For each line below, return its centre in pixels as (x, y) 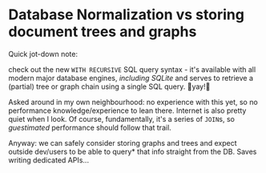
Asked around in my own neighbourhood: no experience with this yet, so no (133, 102)
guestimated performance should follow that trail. (90, 127)
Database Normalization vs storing (126, 15)
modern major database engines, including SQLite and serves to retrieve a (131, 78)
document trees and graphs (103, 32)
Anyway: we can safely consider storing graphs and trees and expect (123, 143)
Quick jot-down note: (43, 54)
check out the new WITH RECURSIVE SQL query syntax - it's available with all (132, 69)
